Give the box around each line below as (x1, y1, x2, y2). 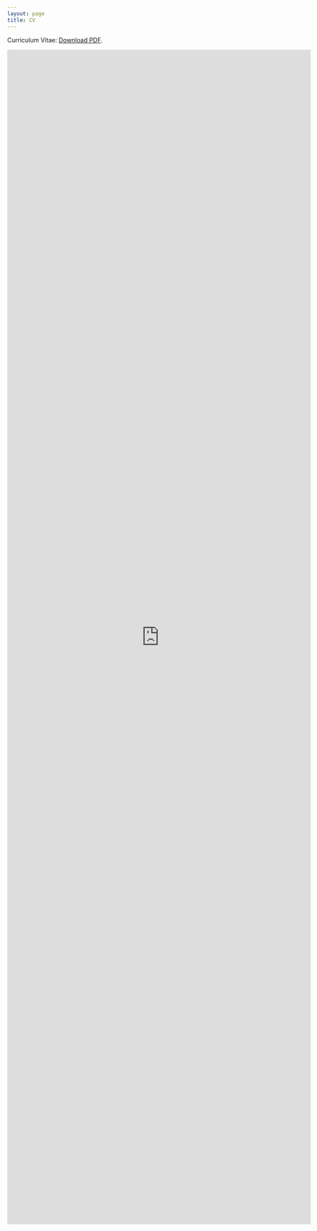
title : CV (7, 17, 36, 24)
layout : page (7, 10, 45, 17)
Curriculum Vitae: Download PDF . (7, 35, 103, 44)
